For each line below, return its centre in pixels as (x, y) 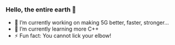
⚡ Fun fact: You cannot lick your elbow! (63, 36)
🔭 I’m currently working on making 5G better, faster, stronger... (91, 23)
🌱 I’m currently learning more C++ (57, 29)
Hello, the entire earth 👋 (41, 10)
